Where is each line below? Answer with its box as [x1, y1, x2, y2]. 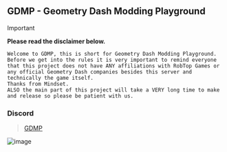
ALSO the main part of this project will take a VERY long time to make [7, 86, 220, 94]
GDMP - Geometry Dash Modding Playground [7, 6, 206, 17]
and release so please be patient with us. [7, 92, 134, 99]
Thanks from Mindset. [7, 80, 69, 87]
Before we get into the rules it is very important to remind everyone [7, 56, 217, 63]
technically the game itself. [7, 74, 94, 81]
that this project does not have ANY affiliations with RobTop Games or [7, 62, 220, 69]
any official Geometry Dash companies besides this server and [7, 68, 193, 75]
